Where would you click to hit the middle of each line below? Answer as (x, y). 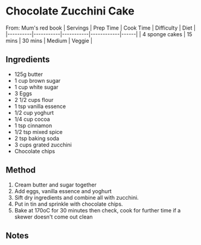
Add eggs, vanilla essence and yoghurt (63, 191)
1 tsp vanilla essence (40, 106)
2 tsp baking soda (37, 138)
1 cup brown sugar (37, 80)
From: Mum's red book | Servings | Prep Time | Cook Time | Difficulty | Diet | (101, 28)
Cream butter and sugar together (56, 185)
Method (21, 170)
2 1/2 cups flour (34, 100)
